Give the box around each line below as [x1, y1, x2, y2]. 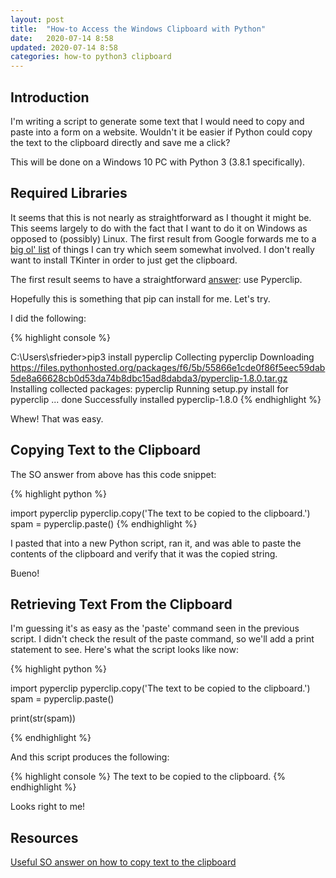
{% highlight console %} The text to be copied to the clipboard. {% [10, 771, 286, 783]
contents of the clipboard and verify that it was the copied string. [10, 547, 278, 560]
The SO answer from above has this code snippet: [10, 468, 217, 480]
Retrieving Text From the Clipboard [10, 596, 233, 613]
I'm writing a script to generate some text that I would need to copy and [10, 115, 305, 127]
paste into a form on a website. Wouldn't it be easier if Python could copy [10, 126, 313, 138]
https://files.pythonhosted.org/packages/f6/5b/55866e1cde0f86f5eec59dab [10, 361, 326, 373]
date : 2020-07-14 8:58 [10, 33, 114, 43]
